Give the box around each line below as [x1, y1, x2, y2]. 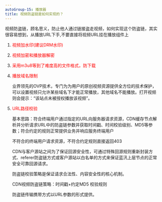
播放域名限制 [12, 73, 38, 78]
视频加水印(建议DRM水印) [12, 42, 63, 47]
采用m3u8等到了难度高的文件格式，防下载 [12, 62, 96, 68]
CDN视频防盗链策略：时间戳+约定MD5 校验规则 [12, 181, 107, 187]
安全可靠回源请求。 [12, 160, 51, 166]
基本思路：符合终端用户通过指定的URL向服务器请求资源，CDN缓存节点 [12, 116, 153, 122]
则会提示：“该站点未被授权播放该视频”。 [12, 95, 93, 101]
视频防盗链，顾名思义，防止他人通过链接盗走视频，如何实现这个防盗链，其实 [5, 25, 158, 31]
